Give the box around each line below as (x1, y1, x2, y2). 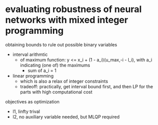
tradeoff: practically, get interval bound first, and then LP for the (20, 83, 153, 89)
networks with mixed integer (5, 14, 128, 26)
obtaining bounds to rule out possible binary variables (5, 41, 118, 47)
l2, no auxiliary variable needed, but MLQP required (12, 113, 120, 119)
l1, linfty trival (12, 108, 40, 114)
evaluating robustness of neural (5, 4, 142, 15)
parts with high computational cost (20, 89, 92, 95)
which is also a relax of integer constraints (20, 78, 109, 84)
